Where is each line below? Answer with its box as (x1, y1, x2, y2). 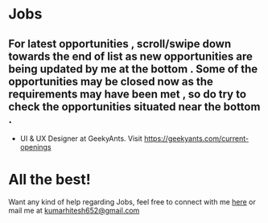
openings (19, 142, 52, 151)
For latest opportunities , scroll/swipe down (8, 37, 232, 51)
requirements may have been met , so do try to (8, 87, 247, 101)
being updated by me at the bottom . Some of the (8, 62, 258, 76)
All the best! (8, 171, 91, 189)
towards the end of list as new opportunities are (8, 49, 254, 63)
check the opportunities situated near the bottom (8, 100, 261, 114)
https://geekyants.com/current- (143, 134, 249, 143)
